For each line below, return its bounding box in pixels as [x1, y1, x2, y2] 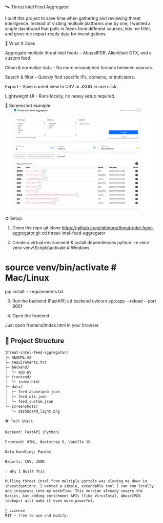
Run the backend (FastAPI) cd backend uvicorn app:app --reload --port [12, 298, 156, 304]
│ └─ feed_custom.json [5, 399, 54, 404]
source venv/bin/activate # [5, 262, 117, 273]
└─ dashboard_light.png [11, 409, 60, 414]
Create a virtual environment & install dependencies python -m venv [12, 240, 149, 246]
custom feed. [5, 55, 32, 61]
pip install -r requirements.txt [5, 289, 63, 295]
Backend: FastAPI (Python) [5, 429, 60, 435]
